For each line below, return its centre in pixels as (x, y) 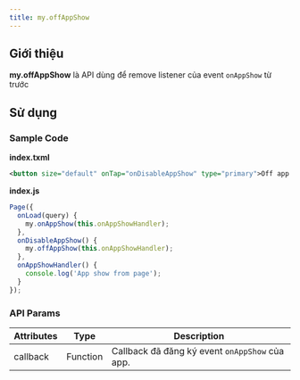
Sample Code (39, 137)
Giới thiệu (37, 54)
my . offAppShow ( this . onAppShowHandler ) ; (100, 249)
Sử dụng (33, 112)
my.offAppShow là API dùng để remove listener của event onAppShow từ (141, 75)
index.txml (30, 158)
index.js (25, 191)
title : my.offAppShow (50, 17)
